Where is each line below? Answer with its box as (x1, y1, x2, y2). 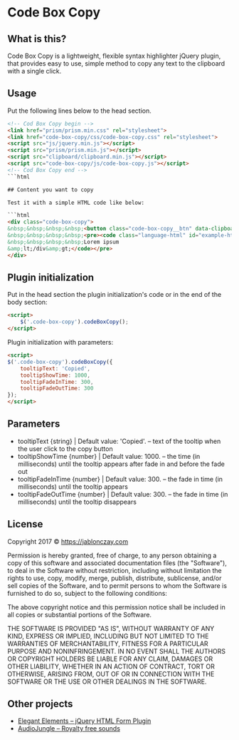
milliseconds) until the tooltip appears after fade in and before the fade (17, 460, 225, 468)
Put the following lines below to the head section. (7, 106, 152, 115)
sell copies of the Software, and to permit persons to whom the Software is (7, 581, 228, 589)
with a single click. (7, 67, 62, 75)
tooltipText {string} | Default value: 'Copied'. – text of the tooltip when (17, 437, 221, 445)
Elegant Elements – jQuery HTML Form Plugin (17, 716, 152, 725)
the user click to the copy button (17, 444, 113, 453)
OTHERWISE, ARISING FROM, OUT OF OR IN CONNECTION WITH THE (7, 669, 215, 678)
